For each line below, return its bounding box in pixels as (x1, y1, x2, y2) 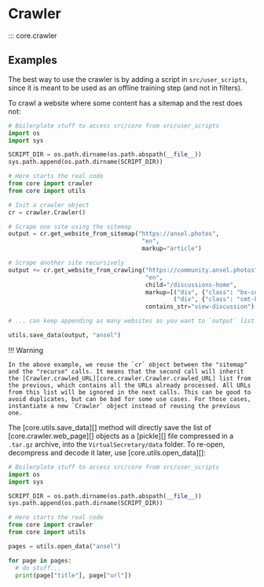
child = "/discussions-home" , (145, 280, 237, 288)
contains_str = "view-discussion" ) (145, 303, 255, 311)
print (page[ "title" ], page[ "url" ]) (15, 571, 132, 579)
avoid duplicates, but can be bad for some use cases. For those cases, (8, 395, 251, 403)
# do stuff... (15, 564, 61, 572)
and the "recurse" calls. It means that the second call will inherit (8, 367, 244, 375)
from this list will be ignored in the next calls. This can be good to (8, 388, 251, 396)
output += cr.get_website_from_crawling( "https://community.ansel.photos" (8, 266, 258, 274)
